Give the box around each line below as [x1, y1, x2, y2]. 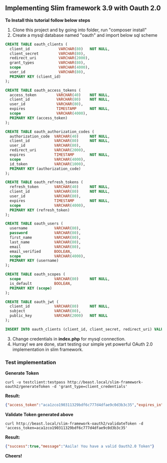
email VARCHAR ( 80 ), [9, 244, 81, 249]
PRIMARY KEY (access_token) [9, 116, 68, 120]
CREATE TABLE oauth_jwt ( [5, 299, 59, 304]
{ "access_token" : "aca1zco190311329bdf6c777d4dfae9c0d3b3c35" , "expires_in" [5, 403, 164, 408]
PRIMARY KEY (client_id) [9, 74, 61, 79]
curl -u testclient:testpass [5, 380, 66, 385]
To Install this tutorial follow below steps [5, 17, 90, 23]
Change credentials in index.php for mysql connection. [12, 336, 126, 342]
